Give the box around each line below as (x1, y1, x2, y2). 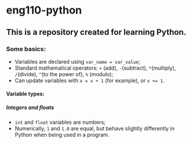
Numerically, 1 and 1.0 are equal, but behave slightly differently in (14, 125, 175, 132)
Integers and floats (6, 104, 54, 111)
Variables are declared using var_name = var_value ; (14, 58, 141, 65)
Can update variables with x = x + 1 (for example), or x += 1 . (14, 77, 165, 84)
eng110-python (6, 4, 82, 17)
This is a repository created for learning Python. (6, 27, 187, 37)
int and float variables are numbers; (14, 119, 106, 126)
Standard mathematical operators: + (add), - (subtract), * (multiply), (14, 64, 176, 71)
